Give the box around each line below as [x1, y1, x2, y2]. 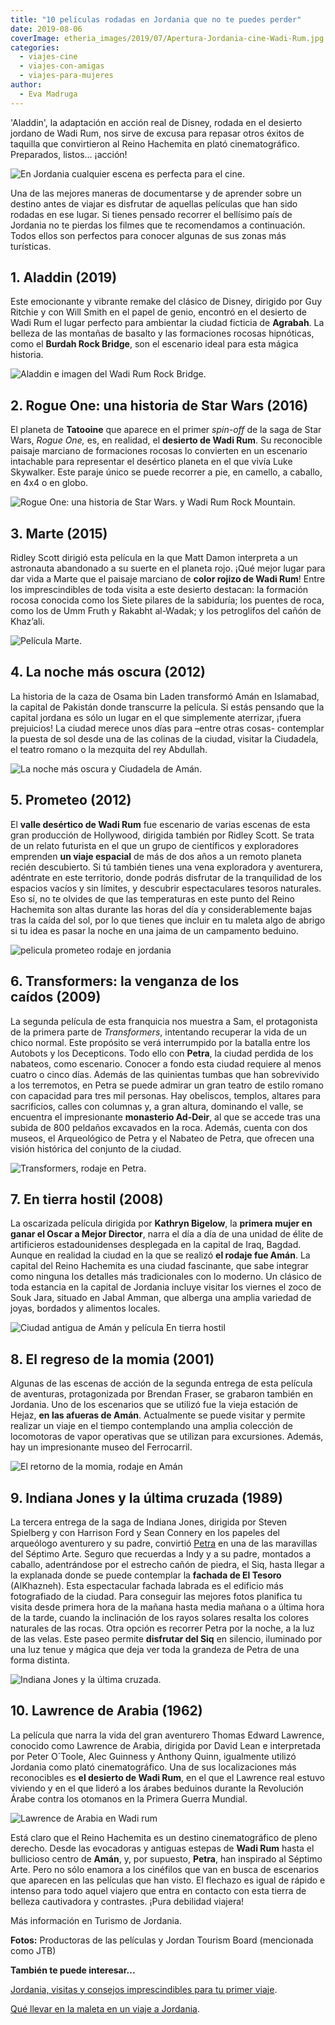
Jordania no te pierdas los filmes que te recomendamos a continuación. [10, 219, 306, 231]
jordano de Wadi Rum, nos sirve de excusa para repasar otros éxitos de [10, 127, 305, 139]
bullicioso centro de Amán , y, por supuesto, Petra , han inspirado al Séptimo [10, 1852, 323, 1865]
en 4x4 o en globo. [10, 477, 89, 489]
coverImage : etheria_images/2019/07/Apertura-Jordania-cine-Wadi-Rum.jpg [10, 33, 325, 43]
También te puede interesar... [10, 1964, 136, 1976]
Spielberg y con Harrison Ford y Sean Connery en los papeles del [10, 1526, 280, 1538]
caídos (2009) [10, 989, 102, 1006]
